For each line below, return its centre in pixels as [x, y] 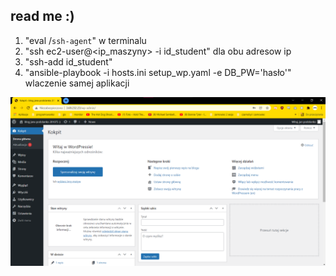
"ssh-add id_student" [68, 61]
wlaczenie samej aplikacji [77, 83]
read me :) [42, 16]
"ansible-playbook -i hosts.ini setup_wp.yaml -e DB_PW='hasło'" [158, 72]
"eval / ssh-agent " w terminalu [85, 40]
